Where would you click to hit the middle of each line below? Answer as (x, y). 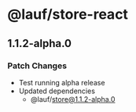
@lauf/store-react (68, 14)
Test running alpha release (62, 82)
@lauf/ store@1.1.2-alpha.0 (73, 99)
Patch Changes (37, 66)
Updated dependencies (57, 91)
